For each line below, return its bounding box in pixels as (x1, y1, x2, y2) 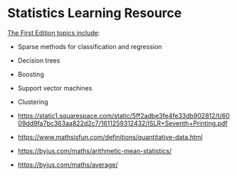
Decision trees (17, 56, 60, 65)
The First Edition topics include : (7, 29, 100, 37)
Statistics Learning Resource (7, 5, 182, 21)
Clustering (17, 98, 48, 106)
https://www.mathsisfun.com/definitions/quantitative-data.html (17, 133, 203, 141)
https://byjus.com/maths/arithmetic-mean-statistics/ (17, 146, 172, 155)
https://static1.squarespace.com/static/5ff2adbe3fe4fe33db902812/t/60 (17, 111, 230, 120)
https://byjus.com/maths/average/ (17, 160, 119, 169)
